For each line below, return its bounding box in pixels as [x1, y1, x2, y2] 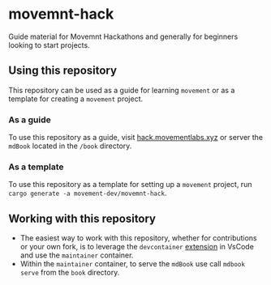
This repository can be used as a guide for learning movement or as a [8, 85, 235, 95]
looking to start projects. [8, 40, 91, 49]
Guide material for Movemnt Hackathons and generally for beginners [8, 32, 239, 41]
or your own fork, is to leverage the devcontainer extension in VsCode [19, 242, 254, 252]
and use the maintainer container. [19, 250, 134, 260]
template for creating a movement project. [8, 94, 144, 104]
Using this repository [8, 64, 118, 78]
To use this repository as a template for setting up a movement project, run [8, 180, 252, 189]
